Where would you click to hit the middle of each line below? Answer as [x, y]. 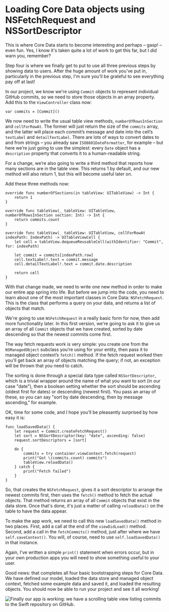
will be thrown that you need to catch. [45, 366]
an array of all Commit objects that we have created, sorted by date [74, 329]
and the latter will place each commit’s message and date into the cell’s [79, 132]
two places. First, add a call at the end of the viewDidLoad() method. [76, 526]
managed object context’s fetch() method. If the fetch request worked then [84, 355]
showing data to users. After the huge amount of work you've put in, [76, 71]
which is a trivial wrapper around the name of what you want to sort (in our [83, 381]
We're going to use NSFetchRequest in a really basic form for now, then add [82, 318]
